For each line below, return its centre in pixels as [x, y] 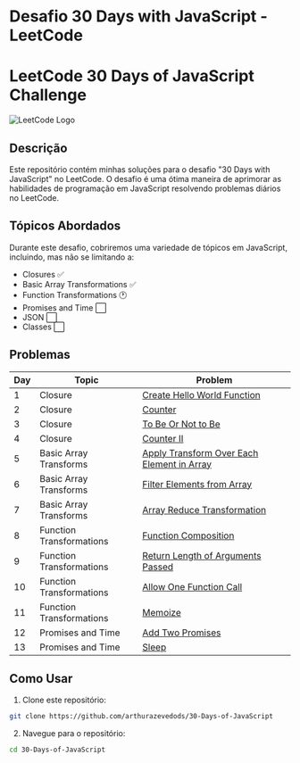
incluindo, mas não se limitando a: [72, 257]
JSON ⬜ [40, 317]
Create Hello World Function [201, 394]
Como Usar [41, 679]
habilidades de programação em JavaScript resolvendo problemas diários [145, 188]
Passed [158, 567]
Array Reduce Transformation [204, 510]
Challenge [48, 95]
